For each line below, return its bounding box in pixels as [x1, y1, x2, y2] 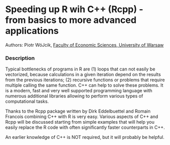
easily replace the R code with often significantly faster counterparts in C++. [5, 124, 165, 130]
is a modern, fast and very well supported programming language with [5, 88, 153, 94]
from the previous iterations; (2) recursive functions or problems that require [5, 77, 165, 83]
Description [5, 54, 35, 61]
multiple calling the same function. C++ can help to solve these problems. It [5, 82, 163, 88]
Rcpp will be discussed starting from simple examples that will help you [5, 119, 155, 125]
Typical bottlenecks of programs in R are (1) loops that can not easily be [5, 66, 156, 72]
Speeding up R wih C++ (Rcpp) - [5, 4, 144, 15]
